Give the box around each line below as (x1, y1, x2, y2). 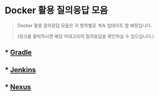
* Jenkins (5, 66, 36, 74)
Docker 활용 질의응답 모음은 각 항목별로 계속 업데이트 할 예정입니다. (17, 22, 152, 28)
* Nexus (5, 83, 31, 91)
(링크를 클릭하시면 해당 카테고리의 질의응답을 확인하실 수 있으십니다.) (17, 33, 154, 39)
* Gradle (5, 48, 32, 57)
